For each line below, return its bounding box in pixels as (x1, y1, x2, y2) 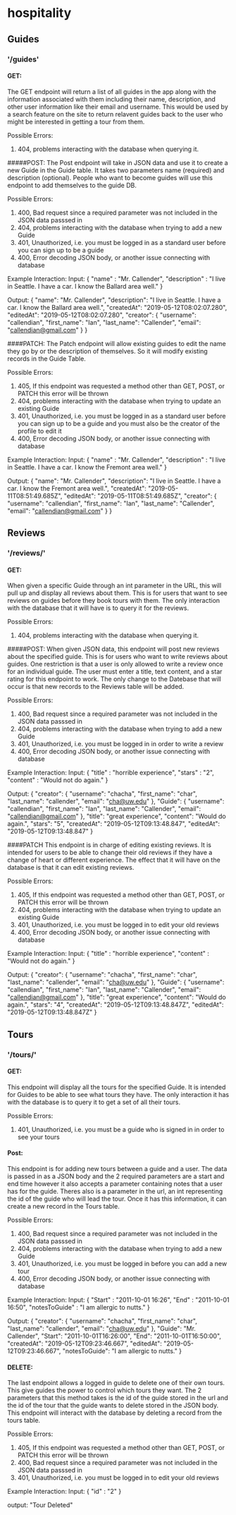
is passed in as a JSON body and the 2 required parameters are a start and (7, 1172, 225, 1180)
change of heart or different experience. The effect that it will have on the (7, 856, 221, 864)
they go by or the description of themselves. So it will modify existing (7, 347, 208, 355)
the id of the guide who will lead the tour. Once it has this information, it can (7, 1194, 227, 1203)
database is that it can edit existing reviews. (7, 863, 135, 872)
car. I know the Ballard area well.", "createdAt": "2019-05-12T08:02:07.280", (7, 303, 228, 311)
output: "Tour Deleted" (7, 1501, 73, 1509)
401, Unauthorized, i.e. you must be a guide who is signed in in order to (17, 1125, 225, 1134)
